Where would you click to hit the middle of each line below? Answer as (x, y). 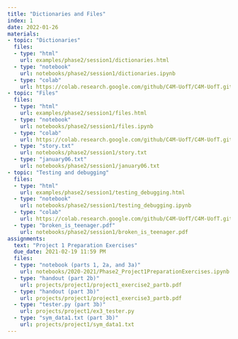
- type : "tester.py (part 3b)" (60, 305)
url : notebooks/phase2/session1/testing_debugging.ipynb (106, 206)
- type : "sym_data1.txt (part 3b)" (66, 318)
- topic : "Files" (33, 93)
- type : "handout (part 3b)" (57, 291)
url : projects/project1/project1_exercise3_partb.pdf (101, 298)
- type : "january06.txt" (50, 160)
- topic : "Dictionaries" (44, 41)
